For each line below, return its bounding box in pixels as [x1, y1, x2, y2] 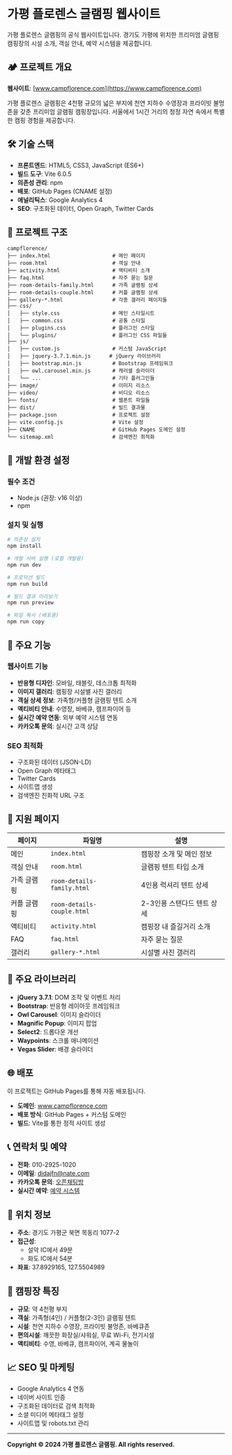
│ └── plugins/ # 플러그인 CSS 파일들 [7, 332, 168, 339]
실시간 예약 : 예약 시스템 [17, 1187, 80, 1195]
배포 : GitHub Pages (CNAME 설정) [17, 187, 113, 195]
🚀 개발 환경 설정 [7, 454, 70, 466]
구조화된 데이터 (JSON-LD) [17, 758, 92, 767]
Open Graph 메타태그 [17, 767, 77, 775]
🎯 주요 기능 [7, 639, 52, 651]
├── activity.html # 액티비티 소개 [7, 267, 151, 274]
